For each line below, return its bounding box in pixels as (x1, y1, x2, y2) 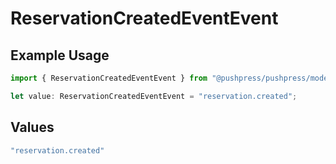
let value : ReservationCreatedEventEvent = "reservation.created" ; (10, 91, 298, 101)
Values (10, 119, 55, 136)
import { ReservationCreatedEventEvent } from (10, 73, 208, 83)
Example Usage (10, 47, 110, 64)
